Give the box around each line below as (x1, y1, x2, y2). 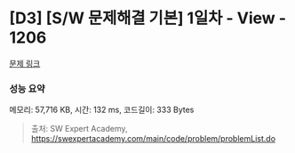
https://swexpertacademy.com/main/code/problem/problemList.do (30, 133, 276, 144)
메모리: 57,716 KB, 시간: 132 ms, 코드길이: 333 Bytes (9, 104, 195, 116)
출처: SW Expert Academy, (30, 124, 128, 134)
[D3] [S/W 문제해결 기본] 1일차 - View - (9, 8, 287, 28)
